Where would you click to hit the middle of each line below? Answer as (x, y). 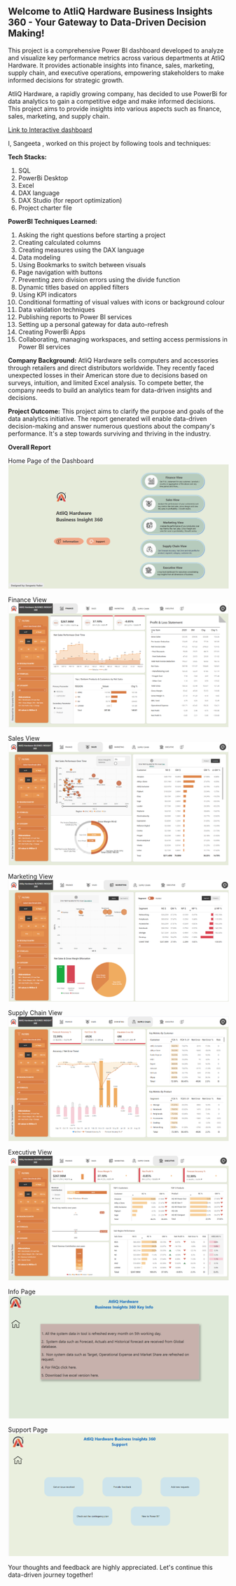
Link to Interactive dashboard (50, 130)
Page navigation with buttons (60, 272)
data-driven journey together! (51, 1575)
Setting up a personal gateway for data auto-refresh (93, 324)
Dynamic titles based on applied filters (74, 287)
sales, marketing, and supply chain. (59, 116)
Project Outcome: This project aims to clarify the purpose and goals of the (116, 411)
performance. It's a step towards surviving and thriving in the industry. (110, 434)
